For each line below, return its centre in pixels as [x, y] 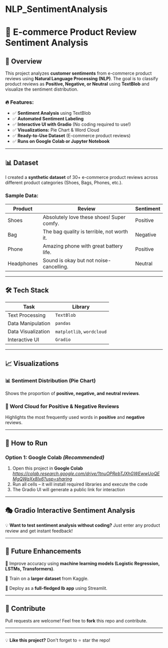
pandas [63, 323]
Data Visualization [29, 332]
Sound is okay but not [68, 260]
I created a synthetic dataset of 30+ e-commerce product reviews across [82, 177]
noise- [103, 260]
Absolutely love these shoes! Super [84, 217]
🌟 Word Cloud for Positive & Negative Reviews [62, 406]
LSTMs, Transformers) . [30, 569]
